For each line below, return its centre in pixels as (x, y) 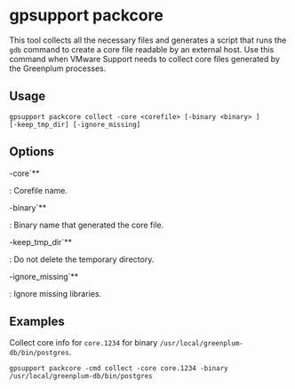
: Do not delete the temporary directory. (82, 259)
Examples (37, 321)
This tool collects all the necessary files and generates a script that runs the (148, 40)
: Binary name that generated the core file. (87, 225)
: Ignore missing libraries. (56, 293)
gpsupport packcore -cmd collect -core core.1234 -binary (119, 369)
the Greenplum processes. (58, 68)
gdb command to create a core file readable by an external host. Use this (142, 49)
